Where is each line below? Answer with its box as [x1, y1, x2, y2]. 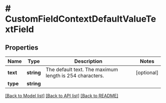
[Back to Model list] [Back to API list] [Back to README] [5, 93, 119, 99]
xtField [5, 24, 34, 35]
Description [74, 58, 103, 64]
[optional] [135, 69, 159, 76]
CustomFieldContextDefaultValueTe [5, 13, 157, 25]
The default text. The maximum [45, 66, 119, 73]
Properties [5, 43, 39, 51]
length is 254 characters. [45, 72, 104, 79]
